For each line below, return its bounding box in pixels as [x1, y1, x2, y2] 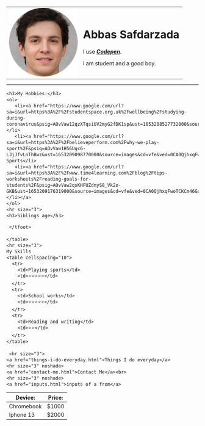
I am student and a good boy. [83, 60, 157, 67]
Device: [15, 394, 35, 401]
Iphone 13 [9, 411, 35, 419]
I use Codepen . [83, 48, 122, 56]
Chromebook [9, 403, 42, 410]
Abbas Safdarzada [83, 28, 180, 42]
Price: [48, 394, 63, 401]
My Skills [6, 248, 32, 255]
